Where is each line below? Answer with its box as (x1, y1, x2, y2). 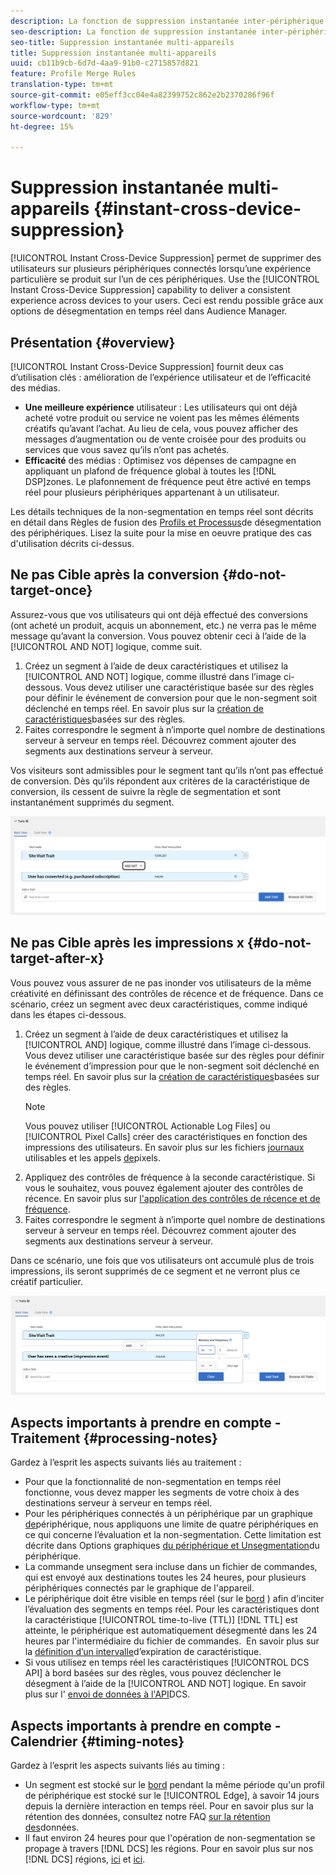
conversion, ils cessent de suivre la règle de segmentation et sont (10, 785, 282, 797)
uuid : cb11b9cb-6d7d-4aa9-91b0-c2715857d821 (10, 58, 199, 69)
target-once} (10, 582, 93, 599)
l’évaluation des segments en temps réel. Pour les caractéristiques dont (24, 1603, 320, 1615)
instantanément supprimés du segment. (10, 796, 175, 808)
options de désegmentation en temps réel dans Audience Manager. (10, 305, 288, 317)
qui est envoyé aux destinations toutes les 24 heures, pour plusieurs (24, 1571, 307, 1584)
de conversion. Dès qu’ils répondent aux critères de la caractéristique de (10, 775, 311, 787)
